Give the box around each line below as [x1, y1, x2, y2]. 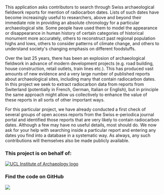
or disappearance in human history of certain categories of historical [5, 30, 144, 36]
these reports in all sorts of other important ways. [5, 97, 105, 102]
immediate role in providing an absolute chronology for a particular [5, 20, 140, 25]
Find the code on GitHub [5, 173, 64, 180]
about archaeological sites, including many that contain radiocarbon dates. [5, 76, 156, 82]
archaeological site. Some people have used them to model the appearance [5, 25, 158, 31]
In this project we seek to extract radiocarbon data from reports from [5, 81, 144, 87]
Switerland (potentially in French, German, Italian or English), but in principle [5, 87, 159, 92]
